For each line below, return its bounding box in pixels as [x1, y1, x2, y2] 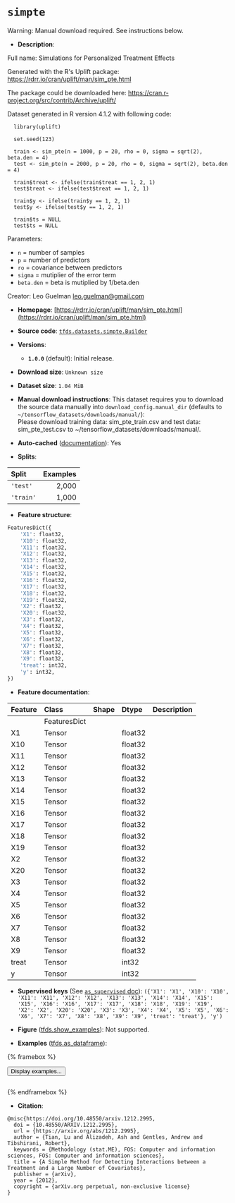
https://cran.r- [127, 88, 169, 97]
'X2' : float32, [20, 603, 65, 610]
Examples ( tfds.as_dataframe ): [17, 1039, 108, 1047]
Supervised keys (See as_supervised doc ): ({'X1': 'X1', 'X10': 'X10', [17, 986, 229, 995]
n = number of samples [17, 248, 85, 256]
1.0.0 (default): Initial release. [27, 353, 115, 362]
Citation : [17, 1101, 44, 1110]
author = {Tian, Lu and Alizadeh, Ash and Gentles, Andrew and [13, 1133, 203, 1141]
